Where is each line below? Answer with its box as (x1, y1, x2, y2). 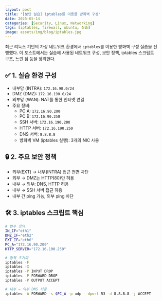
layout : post (5, 7, 32, 12)
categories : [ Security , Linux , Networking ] (5, 20, 95, 26)
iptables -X (5, 265, 29, 269)
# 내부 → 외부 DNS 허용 (5, 286, 47, 292)
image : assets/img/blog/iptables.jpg (5, 30, 82, 35)
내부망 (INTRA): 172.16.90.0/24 (12, 85, 74, 91)
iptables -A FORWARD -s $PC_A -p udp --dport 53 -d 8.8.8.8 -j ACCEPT (5, 291, 151, 296)
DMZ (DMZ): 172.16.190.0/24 (12, 90, 72, 96)
